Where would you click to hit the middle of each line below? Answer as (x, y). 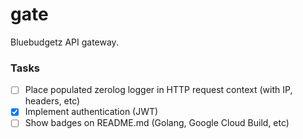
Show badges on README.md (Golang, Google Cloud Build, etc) (157, 123)
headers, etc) (52, 101)
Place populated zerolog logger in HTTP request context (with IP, (158, 90)
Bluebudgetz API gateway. (64, 42)
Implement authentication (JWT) (91, 112)
